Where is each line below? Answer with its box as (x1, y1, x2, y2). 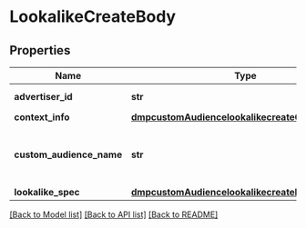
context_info (14, 111, 70, 124)
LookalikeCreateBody (9, 6, 176, 27)
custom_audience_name (14, 148, 123, 161)
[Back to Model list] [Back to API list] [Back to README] (9, 209, 219, 220)
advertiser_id (14, 91, 73, 103)
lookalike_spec (14, 186, 80, 198)
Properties (9, 43, 71, 58)
